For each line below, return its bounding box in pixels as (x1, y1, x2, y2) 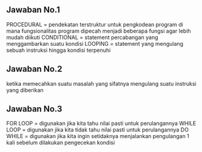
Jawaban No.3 (6, 104, 62, 114)
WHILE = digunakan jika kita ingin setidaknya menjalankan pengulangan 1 (6, 133, 190, 140)
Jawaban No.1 (6, 5, 61, 15)
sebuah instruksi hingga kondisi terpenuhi (6, 46, 111, 54)
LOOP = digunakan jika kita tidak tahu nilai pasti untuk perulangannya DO (6, 126, 189, 133)
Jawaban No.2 (6, 64, 62, 74)
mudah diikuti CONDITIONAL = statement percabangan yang (6, 33, 159, 41)
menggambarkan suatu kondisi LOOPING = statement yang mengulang (6, 40, 184, 47)
